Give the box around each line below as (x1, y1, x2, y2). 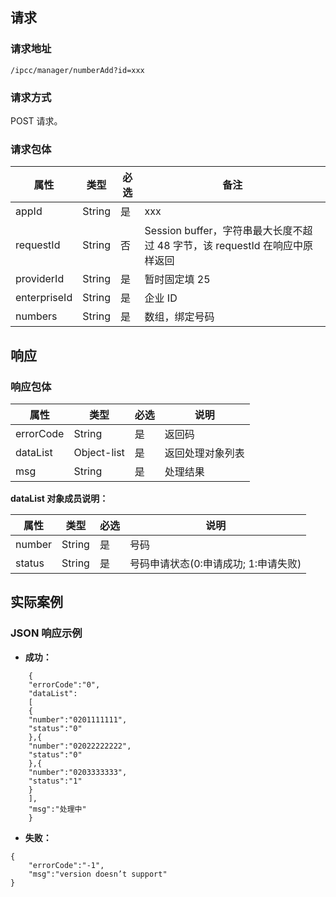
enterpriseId (15, 291, 73, 305)
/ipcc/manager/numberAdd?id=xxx (10, 65, 145, 75)
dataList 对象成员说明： (10, 492, 109, 504)
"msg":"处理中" (28, 804, 87, 814)
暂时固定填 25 (144, 273, 211, 287)
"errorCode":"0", (28, 679, 101, 690)
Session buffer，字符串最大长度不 (144, 224, 303, 238)
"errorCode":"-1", (28, 860, 105, 870)
